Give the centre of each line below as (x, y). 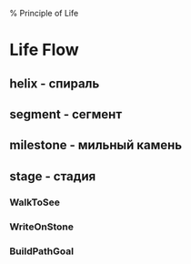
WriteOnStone (42, 227)
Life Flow (44, 50)
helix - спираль (55, 83)
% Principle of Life (44, 13)
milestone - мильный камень (96, 145)
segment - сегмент (66, 114)
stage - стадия (53, 176)
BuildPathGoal (42, 251)
